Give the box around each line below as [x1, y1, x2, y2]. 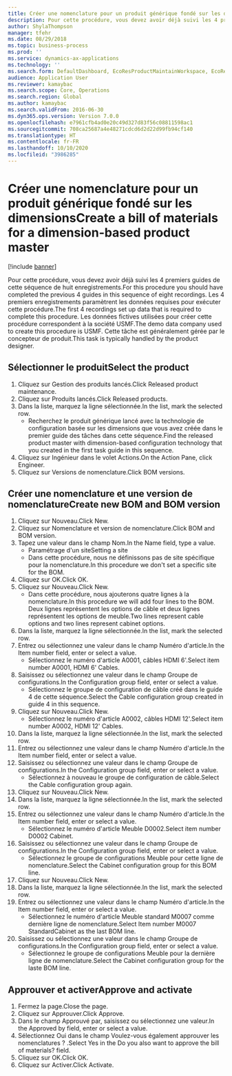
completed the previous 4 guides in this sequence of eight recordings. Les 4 [8, 290, 224, 299]
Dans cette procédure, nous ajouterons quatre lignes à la [28, 590, 190, 599]
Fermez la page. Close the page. [17, 1002, 109, 1010]
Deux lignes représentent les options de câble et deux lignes [28, 605, 200, 613]
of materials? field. [17, 1046, 71, 1055]
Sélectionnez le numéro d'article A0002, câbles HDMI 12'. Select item [28, 715, 224, 723]
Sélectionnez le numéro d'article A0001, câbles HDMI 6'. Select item [28, 656, 220, 664]
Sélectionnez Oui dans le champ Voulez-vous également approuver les [17, 1032, 220, 1040]
